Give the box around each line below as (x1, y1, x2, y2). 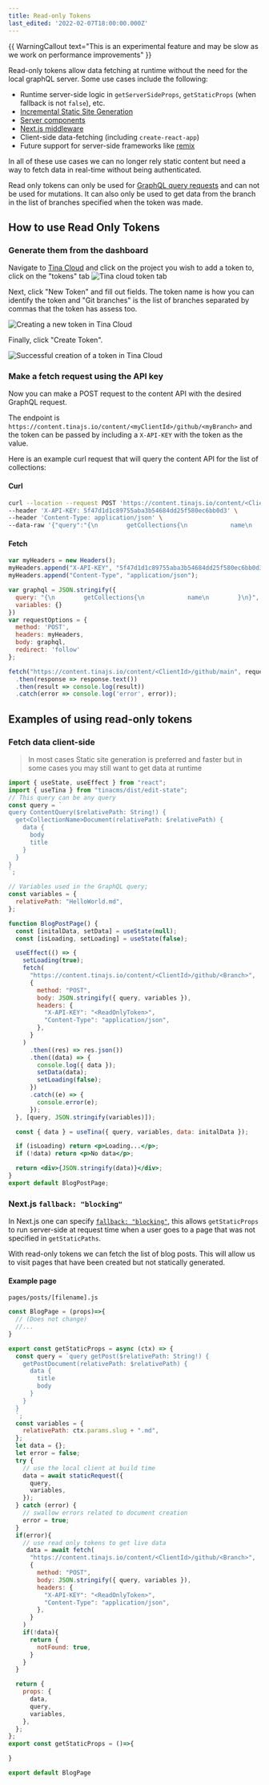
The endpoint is (8, 413, 60, 422)
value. (8, 438, 29, 448)
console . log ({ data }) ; (37, 1061, 116, 1069)
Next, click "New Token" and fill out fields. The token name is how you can (8, 287, 255, 297)
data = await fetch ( (26, 1547, 94, 1555)
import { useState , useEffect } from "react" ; (8, 778, 167, 787)
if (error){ (15, 1531, 52, 1539)
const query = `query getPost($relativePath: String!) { (15, 1352, 210, 1360)
